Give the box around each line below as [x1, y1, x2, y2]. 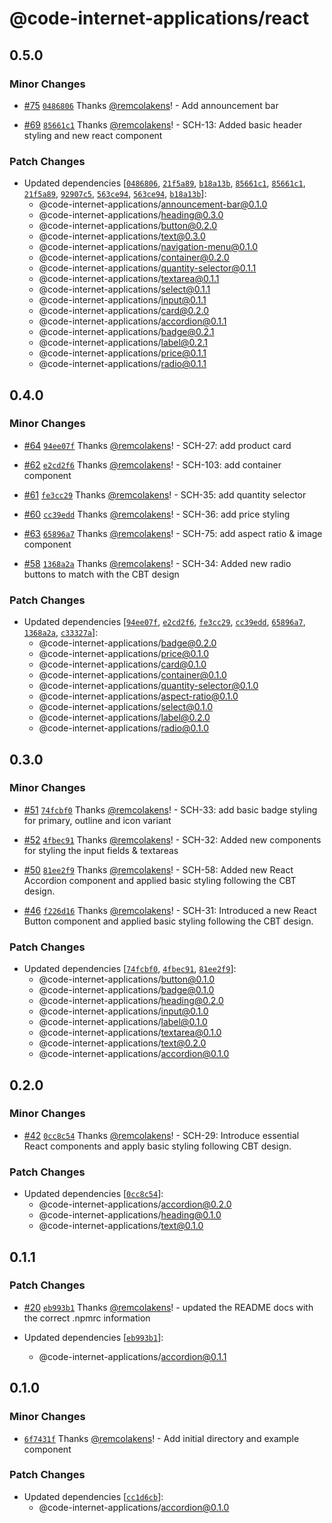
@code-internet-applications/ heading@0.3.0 [38, 209, 224, 221]
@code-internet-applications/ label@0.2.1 [38, 337, 208, 349]
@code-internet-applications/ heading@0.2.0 [38, 995, 224, 1007]
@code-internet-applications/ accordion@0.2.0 [38, 1198, 232, 1211]
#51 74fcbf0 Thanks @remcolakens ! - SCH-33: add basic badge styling [23, 803, 318, 816]
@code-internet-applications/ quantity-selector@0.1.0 [38, 680, 259, 692]
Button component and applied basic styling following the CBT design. [23, 915, 314, 927]
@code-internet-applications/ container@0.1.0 [38, 669, 227, 681]
